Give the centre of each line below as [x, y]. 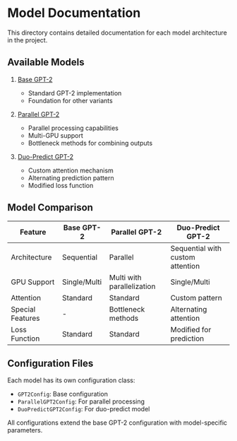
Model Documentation [74, 13]
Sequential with [196, 248]
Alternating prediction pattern [71, 177]
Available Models [46, 63]
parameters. [25, 430]
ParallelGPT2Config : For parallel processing [81, 401]
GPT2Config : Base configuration [62, 394]
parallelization [132, 286]
